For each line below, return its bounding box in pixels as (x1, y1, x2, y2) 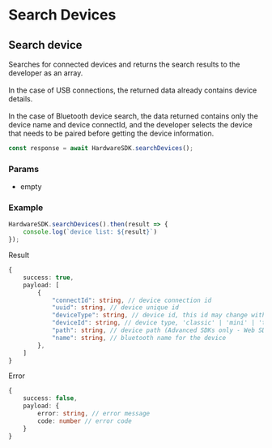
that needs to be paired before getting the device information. (8, 128, 215, 138)
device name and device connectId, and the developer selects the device (8, 120, 253, 129)
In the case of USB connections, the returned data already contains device (8, 85, 257, 95)
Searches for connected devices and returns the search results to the (8, 59, 240, 69)
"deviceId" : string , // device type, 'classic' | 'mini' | (51, 319, 255, 327)
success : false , (23, 394, 79, 403)
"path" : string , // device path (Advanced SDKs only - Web (51, 326, 255, 334)
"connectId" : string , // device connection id (51, 296, 212, 304)
